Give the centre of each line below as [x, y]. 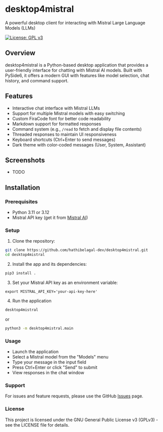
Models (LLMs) [20, 28]
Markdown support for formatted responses [57, 124]
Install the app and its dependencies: [49, 264]
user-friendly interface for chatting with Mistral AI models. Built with [74, 70]
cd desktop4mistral [25, 255]
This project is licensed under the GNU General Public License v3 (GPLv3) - [82, 420]
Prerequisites [21, 202]
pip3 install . [21, 273]
